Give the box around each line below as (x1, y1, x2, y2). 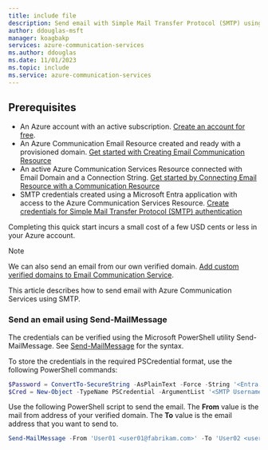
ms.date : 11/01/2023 (8, 57, 77, 65)
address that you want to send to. (8, 419, 119, 428)
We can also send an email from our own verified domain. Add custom (8, 261, 239, 272)
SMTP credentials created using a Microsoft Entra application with (19, 189, 238, 200)
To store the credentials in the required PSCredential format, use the (8, 356, 233, 366)
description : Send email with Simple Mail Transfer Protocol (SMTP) (8, 19, 241, 27)
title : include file (8, 11, 77, 20)
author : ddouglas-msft (8, 26, 84, 34)
